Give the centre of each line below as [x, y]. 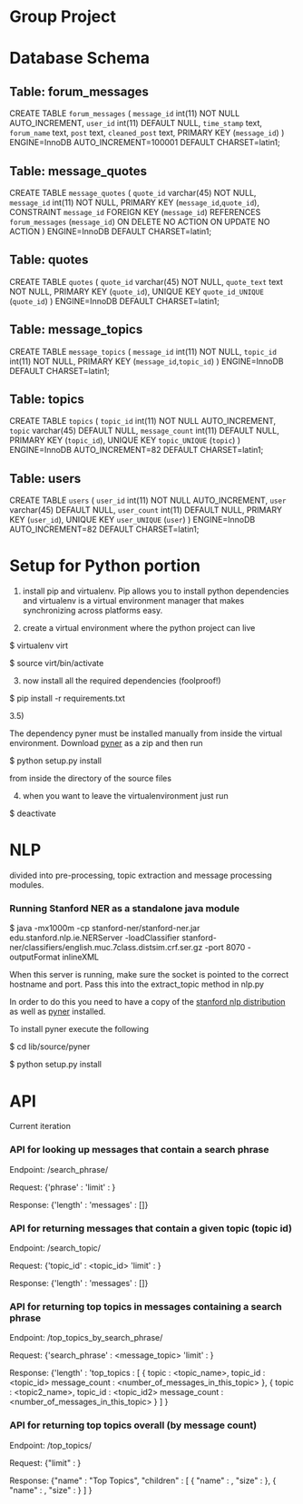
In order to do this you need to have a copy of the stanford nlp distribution [147, 1002]
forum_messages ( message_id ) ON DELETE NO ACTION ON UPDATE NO [140, 221]
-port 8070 [225, 948]
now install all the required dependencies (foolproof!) [122, 681]
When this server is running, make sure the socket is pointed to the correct [149, 975]
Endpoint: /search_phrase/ [59, 1169]
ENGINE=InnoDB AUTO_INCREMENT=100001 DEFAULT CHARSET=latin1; [145, 143]
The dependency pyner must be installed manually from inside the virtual [146, 733]
